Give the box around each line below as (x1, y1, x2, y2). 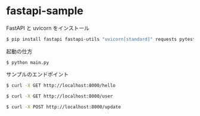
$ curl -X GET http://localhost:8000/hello (6, 82, 116, 88)
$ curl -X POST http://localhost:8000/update (6, 104, 121, 110)
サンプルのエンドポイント (6, 70, 69, 78)
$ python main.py (6, 59, 49, 66)
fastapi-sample (6, 4, 83, 18)
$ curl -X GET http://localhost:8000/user (6, 93, 113, 99)
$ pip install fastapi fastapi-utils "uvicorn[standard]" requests (6, 36, 177, 42)
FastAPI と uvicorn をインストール (6, 24, 90, 31)
